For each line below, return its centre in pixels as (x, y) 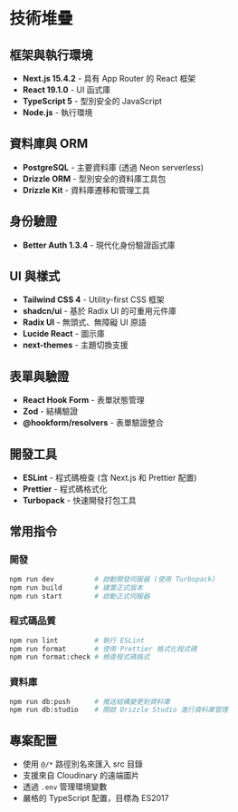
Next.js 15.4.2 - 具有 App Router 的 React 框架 (109, 78)
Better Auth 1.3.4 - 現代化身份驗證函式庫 (99, 245)
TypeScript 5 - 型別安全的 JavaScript (92, 101)
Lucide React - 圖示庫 (64, 334)
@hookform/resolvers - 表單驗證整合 (93, 423)
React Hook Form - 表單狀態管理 (83, 400)
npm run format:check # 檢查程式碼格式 (80, 657)
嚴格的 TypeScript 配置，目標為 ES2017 (95, 798)
